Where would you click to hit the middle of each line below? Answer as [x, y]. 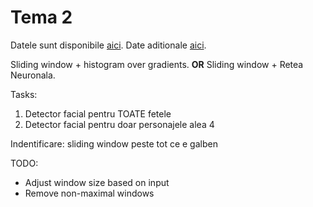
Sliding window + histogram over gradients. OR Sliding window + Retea [157, 64]
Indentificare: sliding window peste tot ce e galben [114, 143]
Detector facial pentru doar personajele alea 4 [119, 124]
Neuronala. [33, 75]
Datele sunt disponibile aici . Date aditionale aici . [108, 45]
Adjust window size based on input [97, 182]
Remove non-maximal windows [89, 193]
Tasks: [24, 94]
